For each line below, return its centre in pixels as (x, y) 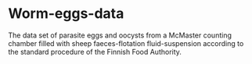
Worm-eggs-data (66, 14)
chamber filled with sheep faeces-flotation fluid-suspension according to (126, 43)
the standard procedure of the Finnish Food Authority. (95, 52)
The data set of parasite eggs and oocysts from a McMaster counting (120, 35)
